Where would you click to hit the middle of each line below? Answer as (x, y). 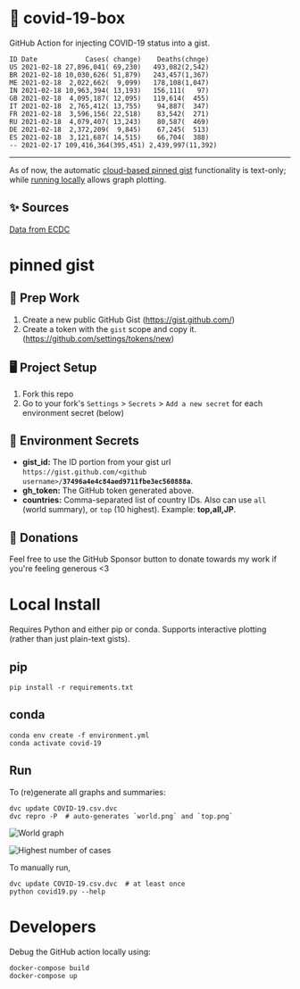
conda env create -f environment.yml (79, 736)
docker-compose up (43, 976)
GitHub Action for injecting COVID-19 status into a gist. (110, 43)
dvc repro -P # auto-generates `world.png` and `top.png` (121, 816)
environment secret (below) (73, 412)
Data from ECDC (40, 229)
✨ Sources (39, 208)
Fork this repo (48, 394)
